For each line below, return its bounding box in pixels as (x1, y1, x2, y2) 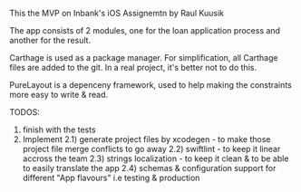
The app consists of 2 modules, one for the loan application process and (9, 25, 281, 35)
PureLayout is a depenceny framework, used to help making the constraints (9, 80, 292, 90)
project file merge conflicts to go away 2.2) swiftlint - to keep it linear (22, 144, 281, 154)
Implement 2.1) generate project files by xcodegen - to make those (22, 134, 271, 144)
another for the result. (9, 35, 92, 45)
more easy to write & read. (9, 90, 109, 100)
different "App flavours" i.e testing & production (22, 172, 200, 183)
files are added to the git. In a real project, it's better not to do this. (9, 62, 257, 72)
